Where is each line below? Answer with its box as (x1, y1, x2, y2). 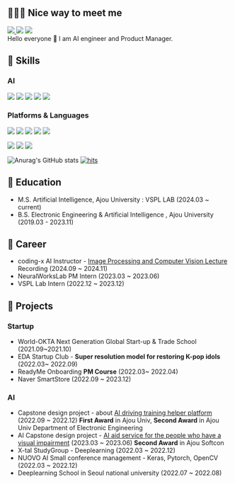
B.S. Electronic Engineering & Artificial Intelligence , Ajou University (17, 210, 214, 219)
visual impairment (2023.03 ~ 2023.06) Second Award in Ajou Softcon (17, 439, 224, 447)
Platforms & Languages (7, 110, 89, 120)
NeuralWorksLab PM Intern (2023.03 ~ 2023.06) (17, 272, 160, 280)
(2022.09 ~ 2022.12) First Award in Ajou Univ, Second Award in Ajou (17, 416, 219, 425)
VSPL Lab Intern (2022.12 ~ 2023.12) (17, 280, 125, 288)
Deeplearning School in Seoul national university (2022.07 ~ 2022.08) (17, 468, 222, 478)
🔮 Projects (7, 300, 54, 312)
